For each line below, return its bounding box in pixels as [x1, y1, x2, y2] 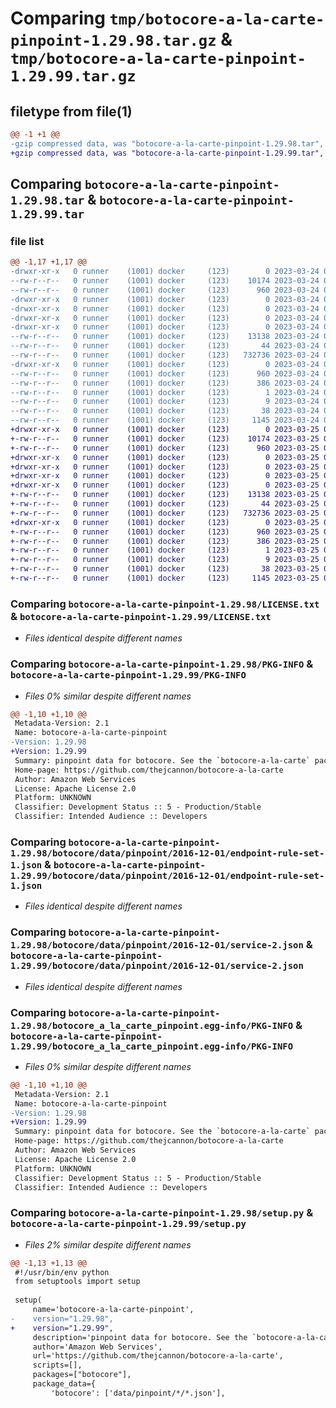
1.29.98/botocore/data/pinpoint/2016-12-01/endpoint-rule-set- [10, 847, 325, 859]
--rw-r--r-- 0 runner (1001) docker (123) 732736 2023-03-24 [10, 350, 320, 361]
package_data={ [32, 1379, 97, 1389]
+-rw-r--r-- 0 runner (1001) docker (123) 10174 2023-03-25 [10, 433, 320, 444]
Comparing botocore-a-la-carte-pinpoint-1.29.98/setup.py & [10, 1206, 314, 1220]
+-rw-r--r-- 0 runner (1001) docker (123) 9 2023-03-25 [10, 555, 320, 565]
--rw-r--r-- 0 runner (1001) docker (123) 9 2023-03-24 [10, 397, 320, 407]
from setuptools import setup [14, 1277, 141, 1287]
